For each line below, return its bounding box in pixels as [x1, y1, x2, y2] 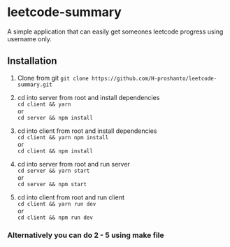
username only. [7, 34, 52, 43]
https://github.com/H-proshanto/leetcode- [92, 75, 217, 82]
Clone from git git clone [17, 73, 89, 82]
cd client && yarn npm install [17, 134, 109, 141]
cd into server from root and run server [17, 160, 131, 168]
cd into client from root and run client [17, 193, 124, 202]
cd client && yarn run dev [17, 200, 96, 207]
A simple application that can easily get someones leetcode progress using [7, 27, 224, 36]
